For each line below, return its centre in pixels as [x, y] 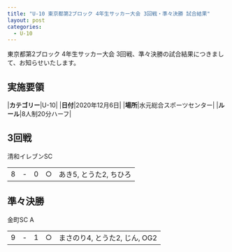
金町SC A [21, 219]
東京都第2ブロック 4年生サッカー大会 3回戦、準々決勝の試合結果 [101, 54]
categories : [24, 27]
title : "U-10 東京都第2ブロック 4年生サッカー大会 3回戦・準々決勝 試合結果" [109, 14]
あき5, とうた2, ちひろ [95, 174]
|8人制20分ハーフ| [46, 114]
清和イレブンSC [30, 156]
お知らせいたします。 [50, 63]
